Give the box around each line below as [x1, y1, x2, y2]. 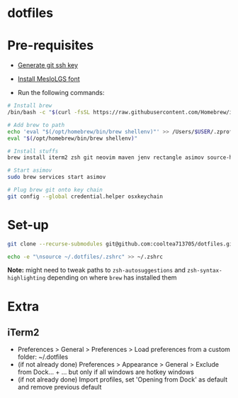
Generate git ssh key [17, 61, 79, 70]
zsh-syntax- [187, 267, 222, 275]
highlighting [7, 275, 46, 282]
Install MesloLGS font [17, 74, 80, 83]
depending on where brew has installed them [47, 273, 177, 282]
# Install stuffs [7, 148, 59, 155]
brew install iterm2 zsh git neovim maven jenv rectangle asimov [7, 154, 204, 161]
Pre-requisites [7, 38, 94, 54]
